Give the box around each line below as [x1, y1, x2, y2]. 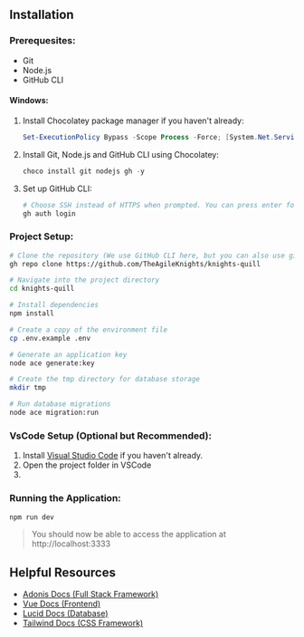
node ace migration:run [9, 408, 100, 418]
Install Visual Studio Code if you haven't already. [22, 450, 204, 461]
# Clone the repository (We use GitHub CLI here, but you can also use [9, 251, 285, 260]
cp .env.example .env [9, 333, 91, 343]
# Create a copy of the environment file [9, 325, 168, 334]
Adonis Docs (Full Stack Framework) [22, 589, 159, 600]
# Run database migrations [9, 400, 111, 409]
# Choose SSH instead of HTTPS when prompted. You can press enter [22, 200, 282, 209]
